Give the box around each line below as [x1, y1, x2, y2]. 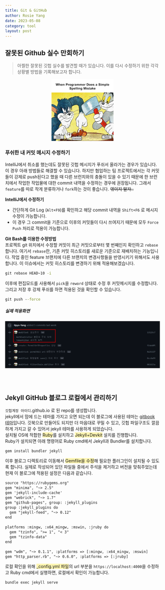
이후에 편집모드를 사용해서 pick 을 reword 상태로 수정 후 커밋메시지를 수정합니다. [5, 280, 158, 286]
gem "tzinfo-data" [9, 534, 48, 540]
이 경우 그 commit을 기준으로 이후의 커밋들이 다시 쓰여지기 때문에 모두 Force [12, 219, 159, 225]
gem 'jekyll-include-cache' [5, 490, 63, 496]
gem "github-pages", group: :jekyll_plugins [5, 500, 98, 506]
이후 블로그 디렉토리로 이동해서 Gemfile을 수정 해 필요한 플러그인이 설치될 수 [5, 458, 151, 464]
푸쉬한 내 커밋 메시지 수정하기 [5, 149, 70, 156]
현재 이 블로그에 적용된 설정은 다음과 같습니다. [5, 470, 93, 476]
